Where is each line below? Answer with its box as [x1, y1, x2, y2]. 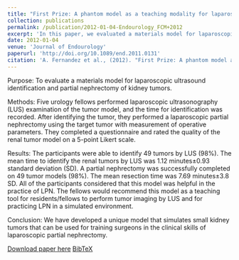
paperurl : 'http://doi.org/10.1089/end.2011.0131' [7, 50, 161, 58]
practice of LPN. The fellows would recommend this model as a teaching [7, 186, 221, 195]
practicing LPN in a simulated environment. [7, 202, 134, 210]
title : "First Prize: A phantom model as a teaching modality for [7, 10, 208, 18]
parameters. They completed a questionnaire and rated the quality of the [7, 127, 221, 136]
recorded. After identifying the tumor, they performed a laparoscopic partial [7, 112, 229, 121]
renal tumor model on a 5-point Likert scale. [7, 135, 137, 143]
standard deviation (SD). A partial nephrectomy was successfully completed [7, 164, 230, 173]
